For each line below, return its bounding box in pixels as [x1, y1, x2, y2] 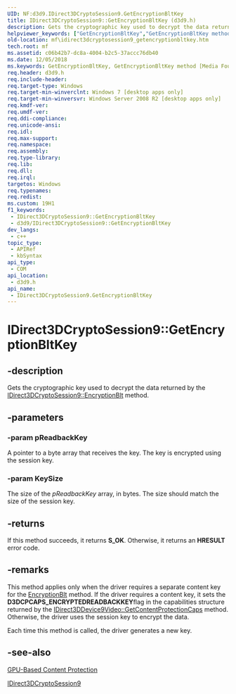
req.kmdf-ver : [7, 102, 49, 109]
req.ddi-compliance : [7, 115, 68, 122]
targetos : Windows [7, 180, 61, 187]
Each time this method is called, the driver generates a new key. [7, 626, 192, 634]
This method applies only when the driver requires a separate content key [7, 582, 221, 591]
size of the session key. [7, 497, 75, 505]
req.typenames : [7, 187, 52, 194]
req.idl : [7, 128, 33, 135]
